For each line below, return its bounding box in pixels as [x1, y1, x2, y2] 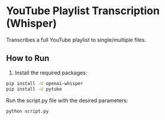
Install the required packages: [14, 69, 88, 76]
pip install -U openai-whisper [6, 80, 83, 86]
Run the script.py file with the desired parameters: [6, 96, 128, 104]
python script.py [6, 108, 49, 114]
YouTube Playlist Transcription [6, 4, 160, 18]
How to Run [6, 53, 50, 63]
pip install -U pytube [6, 86, 62, 92]
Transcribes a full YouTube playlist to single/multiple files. [6, 36, 147, 43]
